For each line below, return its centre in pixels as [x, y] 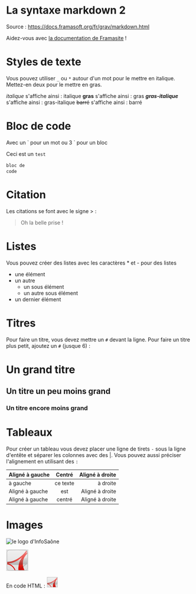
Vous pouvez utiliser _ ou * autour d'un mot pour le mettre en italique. [91, 78]
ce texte [65, 483]
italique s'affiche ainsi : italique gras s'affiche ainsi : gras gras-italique [92, 96]
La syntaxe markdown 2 [66, 10]
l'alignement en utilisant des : [42, 462]
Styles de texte [44, 62]
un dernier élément [38, 299]
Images [24, 525]
